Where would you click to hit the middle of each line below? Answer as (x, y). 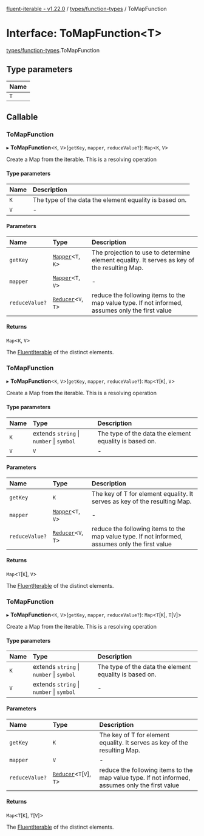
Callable (22, 117)
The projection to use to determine (141, 252)
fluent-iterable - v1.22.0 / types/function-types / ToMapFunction (87, 9)
